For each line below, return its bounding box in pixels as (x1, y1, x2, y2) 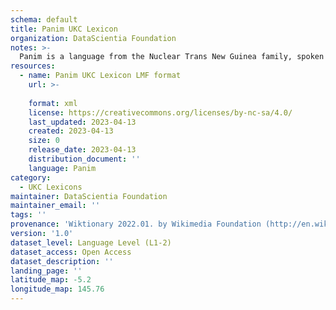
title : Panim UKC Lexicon (10, 24, 118, 34)
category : (10, 172, 52, 183)
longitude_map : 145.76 (10, 284, 105, 295)
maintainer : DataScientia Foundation (10, 191, 168, 201)
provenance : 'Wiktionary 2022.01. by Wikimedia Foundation (10, 219, 262, 230)
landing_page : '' (10, 266, 83, 276)
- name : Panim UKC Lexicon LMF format (19, 71, 182, 81)
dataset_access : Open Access (10, 247, 132, 257)
